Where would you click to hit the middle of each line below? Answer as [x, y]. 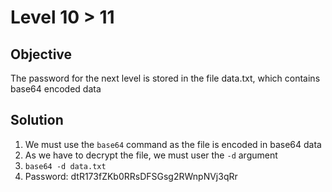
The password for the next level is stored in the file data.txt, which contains [165, 78]
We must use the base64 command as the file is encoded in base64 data [173, 144]
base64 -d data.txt [65, 166]
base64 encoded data [56, 89]
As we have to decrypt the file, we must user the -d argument [151, 155]
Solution [37, 120]
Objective [41, 54]
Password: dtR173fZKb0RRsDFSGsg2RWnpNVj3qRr [131, 176]
